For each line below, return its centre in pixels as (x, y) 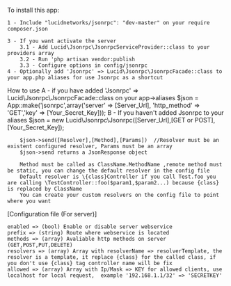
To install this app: (33, 10)
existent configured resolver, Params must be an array (90, 146)
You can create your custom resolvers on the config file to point (119, 195)
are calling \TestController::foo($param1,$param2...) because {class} (113, 183)
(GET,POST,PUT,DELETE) (40, 245)
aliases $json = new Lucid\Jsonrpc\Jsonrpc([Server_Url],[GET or (100, 120)
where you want (29, 201)
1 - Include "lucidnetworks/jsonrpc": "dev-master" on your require (109, 23)
